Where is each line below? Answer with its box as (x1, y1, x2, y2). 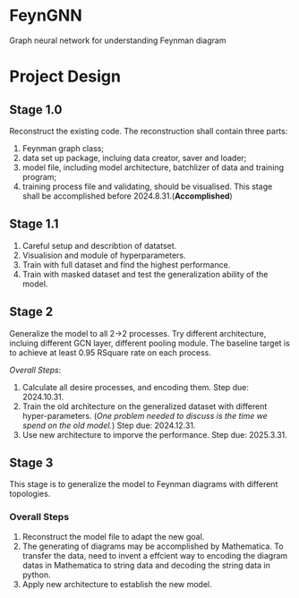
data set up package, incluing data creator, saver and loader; (21, 152, 247, 163)
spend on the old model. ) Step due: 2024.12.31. (21, 420, 196, 431)
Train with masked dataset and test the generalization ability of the (21, 269, 269, 279)
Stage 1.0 (9, 102, 63, 117)
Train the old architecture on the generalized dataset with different (21, 400, 268, 412)
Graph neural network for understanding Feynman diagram (9, 35, 226, 46)
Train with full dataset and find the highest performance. (21, 259, 231, 269)
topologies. (9, 489, 51, 500)
